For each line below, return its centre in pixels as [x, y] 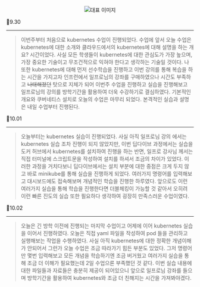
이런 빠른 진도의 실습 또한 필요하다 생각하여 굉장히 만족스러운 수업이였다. [105, 196]
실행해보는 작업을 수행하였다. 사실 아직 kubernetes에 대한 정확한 [96, 241]
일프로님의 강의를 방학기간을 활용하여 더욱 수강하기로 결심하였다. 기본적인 [106, 92]
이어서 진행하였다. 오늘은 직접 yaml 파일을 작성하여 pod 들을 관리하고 [107, 233]
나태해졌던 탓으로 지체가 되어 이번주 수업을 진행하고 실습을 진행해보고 [107, 84]
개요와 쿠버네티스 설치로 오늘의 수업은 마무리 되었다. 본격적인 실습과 [99, 99]
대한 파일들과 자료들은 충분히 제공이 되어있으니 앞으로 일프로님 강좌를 [101, 270]
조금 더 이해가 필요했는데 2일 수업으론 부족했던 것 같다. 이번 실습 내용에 [110, 263]
